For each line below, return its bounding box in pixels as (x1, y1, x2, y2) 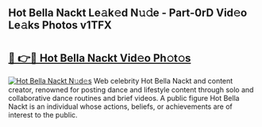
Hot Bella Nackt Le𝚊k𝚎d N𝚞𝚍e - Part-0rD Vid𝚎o (8, 6, 248, 20)
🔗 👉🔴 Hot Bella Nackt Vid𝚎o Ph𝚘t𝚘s (8, 51, 191, 65)
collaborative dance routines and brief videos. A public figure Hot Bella (8, 94, 240, 103)
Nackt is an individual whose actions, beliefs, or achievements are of (8, 102, 233, 111)
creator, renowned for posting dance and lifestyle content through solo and (8, 85, 254, 94)
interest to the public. (8, 110, 78, 119)
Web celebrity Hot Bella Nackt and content (94, 77, 233, 85)
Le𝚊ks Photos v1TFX (8, 19, 113, 32)
